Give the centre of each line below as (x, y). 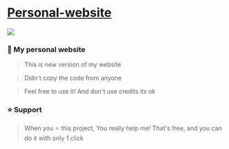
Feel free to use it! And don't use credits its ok (90, 91)
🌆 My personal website (46, 49)
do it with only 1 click (54, 138)
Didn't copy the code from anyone (73, 78)
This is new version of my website (73, 64)
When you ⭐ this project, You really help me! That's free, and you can (123, 128)
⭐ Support (25, 110)
